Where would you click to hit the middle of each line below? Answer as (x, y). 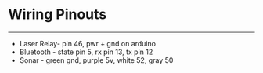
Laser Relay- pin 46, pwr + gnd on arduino (88, 43)
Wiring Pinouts (58, 15)
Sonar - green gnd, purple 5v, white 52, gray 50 (96, 60)
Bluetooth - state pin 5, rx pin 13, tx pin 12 (86, 52)
